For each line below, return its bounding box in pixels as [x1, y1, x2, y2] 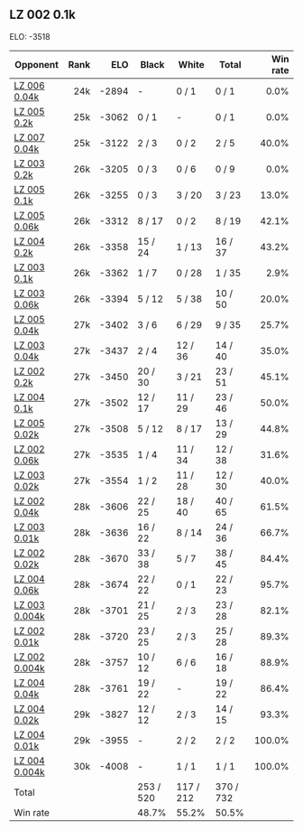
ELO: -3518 [9, 31, 51, 42]
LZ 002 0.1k [9, 7, 77, 23]
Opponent [14, 58, 59, 70]
